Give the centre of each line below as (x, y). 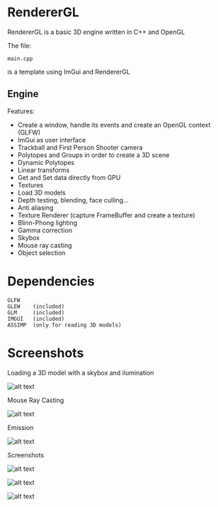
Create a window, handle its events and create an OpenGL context (114, 125)
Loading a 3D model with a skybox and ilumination (81, 372)
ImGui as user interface (52, 139)
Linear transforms (44, 170)
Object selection (41, 253)
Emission (21, 427)
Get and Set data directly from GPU (69, 177)
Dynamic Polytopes (46, 162)
